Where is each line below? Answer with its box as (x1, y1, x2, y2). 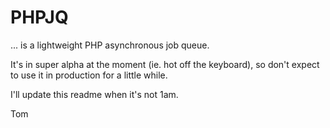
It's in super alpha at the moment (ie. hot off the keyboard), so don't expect (10, 58, 320, 70)
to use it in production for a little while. (10, 69, 168, 81)
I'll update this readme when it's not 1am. (10, 88, 179, 100)
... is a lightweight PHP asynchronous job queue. (10, 39, 210, 51)
